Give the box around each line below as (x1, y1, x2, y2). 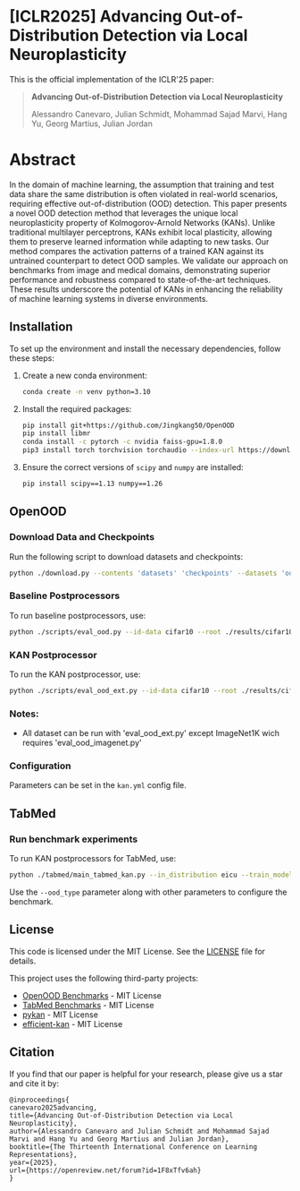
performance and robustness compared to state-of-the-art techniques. (9, 274, 271, 285)
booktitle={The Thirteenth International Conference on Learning (9, 1142, 257, 1152)
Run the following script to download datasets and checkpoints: (9, 551, 244, 561)
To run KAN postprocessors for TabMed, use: (9, 853, 177, 864)
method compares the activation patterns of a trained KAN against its (9, 245, 264, 256)
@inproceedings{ (9, 1095, 70, 1104)
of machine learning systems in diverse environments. (9, 293, 208, 304)
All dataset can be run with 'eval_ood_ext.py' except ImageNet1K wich (21, 728, 279, 739)
